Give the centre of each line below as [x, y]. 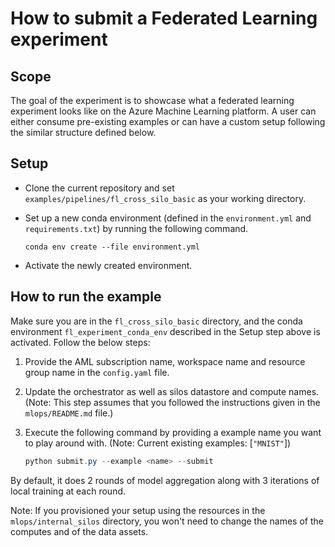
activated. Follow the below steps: [80, 342]
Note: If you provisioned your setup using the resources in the [138, 510]
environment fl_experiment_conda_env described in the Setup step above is [165, 331]
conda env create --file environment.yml [112, 247]
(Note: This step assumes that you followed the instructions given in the [172, 402]
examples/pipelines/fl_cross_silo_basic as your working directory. [165, 198]
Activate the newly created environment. [108, 265]
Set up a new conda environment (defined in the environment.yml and [168, 218]
